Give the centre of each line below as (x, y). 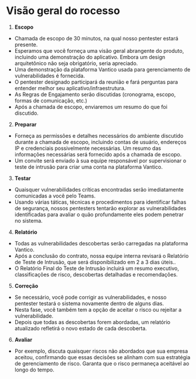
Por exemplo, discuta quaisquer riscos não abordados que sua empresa (101, 351)
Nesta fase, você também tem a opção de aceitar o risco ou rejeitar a (98, 309)
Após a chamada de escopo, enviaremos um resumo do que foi (91, 107)
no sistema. (28, 220)
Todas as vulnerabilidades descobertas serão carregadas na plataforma (101, 243)
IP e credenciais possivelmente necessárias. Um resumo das (88, 148)
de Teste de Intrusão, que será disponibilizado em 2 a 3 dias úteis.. (95, 262)
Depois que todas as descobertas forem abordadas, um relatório (92, 322)
